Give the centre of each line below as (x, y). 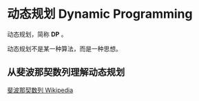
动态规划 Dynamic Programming (100, 14)
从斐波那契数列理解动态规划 (66, 72)
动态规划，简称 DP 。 (37, 34)
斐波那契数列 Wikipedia (40, 90)
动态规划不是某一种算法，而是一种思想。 (64, 48)
